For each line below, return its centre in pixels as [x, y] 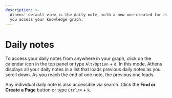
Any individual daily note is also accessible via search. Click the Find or [81, 85]
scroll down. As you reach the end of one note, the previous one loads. [80, 75]
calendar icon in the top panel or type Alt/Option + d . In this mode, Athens [84, 64]
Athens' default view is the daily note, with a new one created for [85, 15]
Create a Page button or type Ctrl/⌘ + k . [48, 90]
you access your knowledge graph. [47, 19]
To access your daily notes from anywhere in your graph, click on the [78, 58]
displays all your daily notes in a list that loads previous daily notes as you [83, 70]
